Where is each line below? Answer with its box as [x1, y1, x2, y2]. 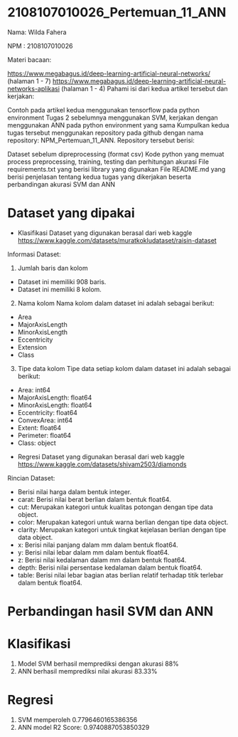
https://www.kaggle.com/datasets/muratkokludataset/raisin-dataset [17, 236, 217, 244]
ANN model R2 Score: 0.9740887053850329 [17, 723, 150, 731]
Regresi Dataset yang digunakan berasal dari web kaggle [17, 452, 185, 461]
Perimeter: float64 [17, 431, 72, 439]
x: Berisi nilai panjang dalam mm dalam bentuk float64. [17, 540, 178, 549]
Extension [17, 343, 48, 351]
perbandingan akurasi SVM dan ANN [7, 179, 116, 189]
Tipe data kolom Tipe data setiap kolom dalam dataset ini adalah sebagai [17, 364, 231, 372]
